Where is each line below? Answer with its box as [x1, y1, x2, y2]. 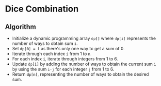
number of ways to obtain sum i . [12, 41, 78, 46]
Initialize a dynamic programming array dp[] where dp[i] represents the [12, 35, 156, 41]
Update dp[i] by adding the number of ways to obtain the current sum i [12, 61, 156, 67]
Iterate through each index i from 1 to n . [12, 51, 92, 57]
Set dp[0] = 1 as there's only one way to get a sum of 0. [12, 46, 125, 51]
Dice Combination [5, 3, 79, 14]
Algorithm [5, 23, 36, 31]
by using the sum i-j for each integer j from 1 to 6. [12, 66, 114, 72]
